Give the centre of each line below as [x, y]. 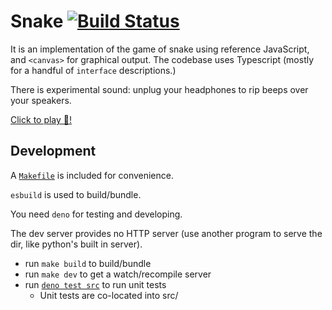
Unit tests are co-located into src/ [109, 295]
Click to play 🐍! [41, 119]
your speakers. [41, 100]
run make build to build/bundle [88, 263]
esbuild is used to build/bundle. [76, 194]
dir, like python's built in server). [76, 244]
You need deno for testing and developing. [96, 214]
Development [53, 151]
